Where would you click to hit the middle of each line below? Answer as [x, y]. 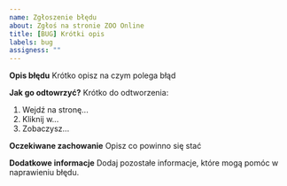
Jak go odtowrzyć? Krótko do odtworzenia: [89, 93]
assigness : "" [35, 50]
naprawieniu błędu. [44, 173]
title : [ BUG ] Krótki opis [57, 34]
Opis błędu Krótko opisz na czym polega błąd [93, 75]
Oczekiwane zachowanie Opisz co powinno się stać [105, 146]
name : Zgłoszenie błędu [53, 17]
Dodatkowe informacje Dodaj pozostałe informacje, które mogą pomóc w [144, 163]
